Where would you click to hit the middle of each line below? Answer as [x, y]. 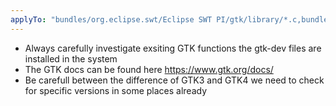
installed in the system [71, 58]
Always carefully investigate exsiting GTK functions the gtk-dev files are [173, 48]
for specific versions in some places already [116, 90]
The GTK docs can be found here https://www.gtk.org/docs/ [149, 69]
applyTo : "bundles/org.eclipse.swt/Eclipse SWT [111, 19]
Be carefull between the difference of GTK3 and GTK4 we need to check [174, 80]
